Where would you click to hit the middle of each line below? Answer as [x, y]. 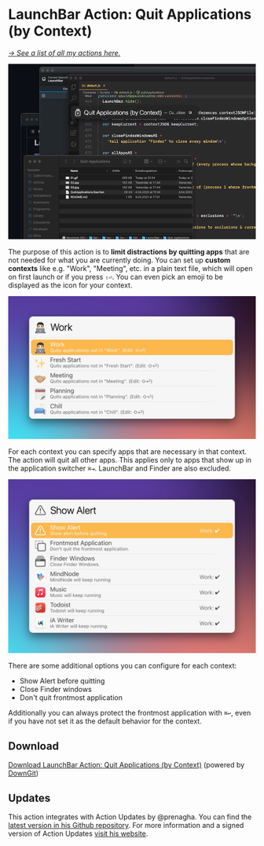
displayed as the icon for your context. [70, 285]
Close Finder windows [55, 690]
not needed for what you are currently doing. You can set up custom [119, 260]
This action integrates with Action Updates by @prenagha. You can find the [130, 817]
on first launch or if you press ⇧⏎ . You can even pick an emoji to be [116, 277]
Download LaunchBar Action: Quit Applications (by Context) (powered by [126, 765]
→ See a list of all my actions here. [64, 53]
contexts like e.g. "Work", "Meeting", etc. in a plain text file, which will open [130, 268]
